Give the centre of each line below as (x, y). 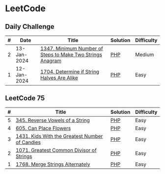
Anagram (51, 61)
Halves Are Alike (59, 78)
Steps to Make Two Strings (71, 54)
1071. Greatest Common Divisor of (56, 150)
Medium (144, 54)
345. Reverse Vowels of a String (53, 120)
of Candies (28, 142)
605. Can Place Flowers (43, 128)
